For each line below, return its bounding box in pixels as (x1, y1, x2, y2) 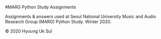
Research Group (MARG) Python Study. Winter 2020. (5, 19, 112, 24)
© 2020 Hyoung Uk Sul (5, 28, 52, 34)
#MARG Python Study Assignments (5, 4, 77, 10)
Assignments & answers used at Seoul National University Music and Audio (5, 14, 156, 19)
